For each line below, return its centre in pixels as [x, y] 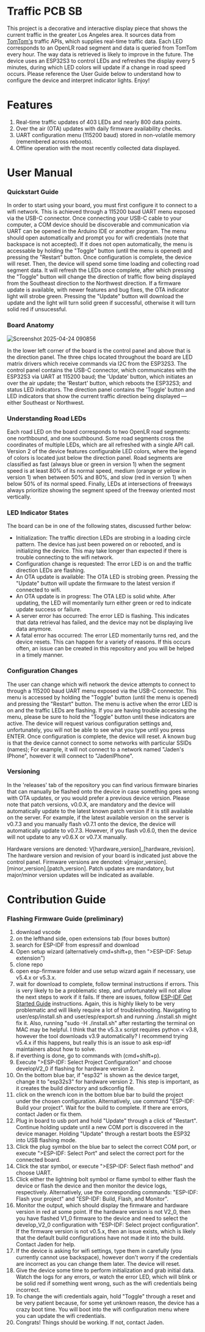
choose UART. [34, 1173]
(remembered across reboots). [54, 141]
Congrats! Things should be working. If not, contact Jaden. [90, 1323]
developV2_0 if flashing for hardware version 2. [75, 1069]
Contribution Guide [56, 900]
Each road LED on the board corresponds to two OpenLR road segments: [99, 431]
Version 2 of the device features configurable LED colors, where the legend [102, 451]
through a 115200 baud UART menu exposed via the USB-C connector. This [102, 691]
